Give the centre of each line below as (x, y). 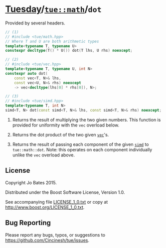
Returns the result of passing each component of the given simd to (81, 144)
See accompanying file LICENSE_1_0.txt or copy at (57, 202)
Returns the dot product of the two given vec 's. (61, 134)
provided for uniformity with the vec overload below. (66, 125)
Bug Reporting (28, 223)
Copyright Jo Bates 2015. (31, 182)
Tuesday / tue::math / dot (53, 9)
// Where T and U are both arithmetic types (52, 41)
